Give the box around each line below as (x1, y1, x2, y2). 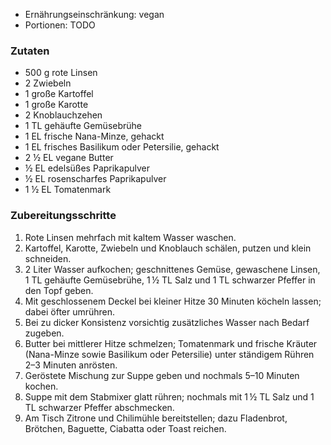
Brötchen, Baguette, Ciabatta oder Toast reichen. (24, 422, 227, 434)
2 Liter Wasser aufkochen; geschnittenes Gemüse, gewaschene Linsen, (24, 263, 321, 275)
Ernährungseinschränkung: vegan (24, 9, 165, 20)
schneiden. (24, 252, 72, 264)
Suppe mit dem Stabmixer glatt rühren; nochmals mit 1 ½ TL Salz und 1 (24, 390, 315, 403)
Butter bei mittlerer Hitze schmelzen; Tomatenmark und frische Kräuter (24, 337, 318, 349)
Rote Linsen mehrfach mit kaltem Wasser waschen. (24, 231, 237, 243)
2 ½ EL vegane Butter (24, 152, 114, 164)
